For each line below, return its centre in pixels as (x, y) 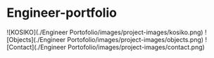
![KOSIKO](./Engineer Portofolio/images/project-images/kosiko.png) (105, 32)
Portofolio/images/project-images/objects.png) (136, 39)
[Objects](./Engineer (36, 39)
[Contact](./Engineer (36, 47)
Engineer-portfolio (62, 13)
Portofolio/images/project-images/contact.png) (136, 47)
